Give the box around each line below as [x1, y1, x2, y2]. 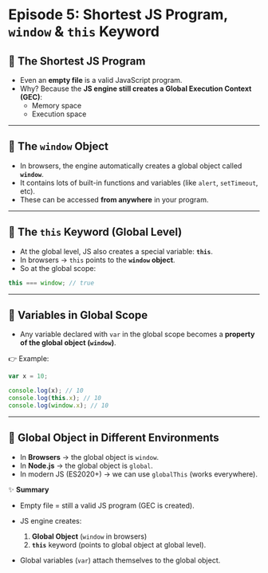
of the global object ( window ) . [19, 338, 117, 347]
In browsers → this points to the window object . [19, 255, 175, 265]
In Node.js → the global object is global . [19, 461, 153, 470]
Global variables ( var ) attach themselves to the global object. [19, 555, 221, 565]
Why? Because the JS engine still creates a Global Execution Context [19, 84, 252, 93]
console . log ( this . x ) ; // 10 [8, 394, 102, 402]
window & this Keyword [8, 22, 160, 41]
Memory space [31, 101, 82, 110]
